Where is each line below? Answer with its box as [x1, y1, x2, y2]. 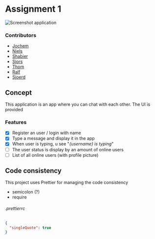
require [12, 194, 27, 200]
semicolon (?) [12, 189, 40, 195]
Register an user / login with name [12, 130, 82, 136]
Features [5, 119, 27, 125]
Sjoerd [12, 74, 26, 80]
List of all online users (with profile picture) [12, 152, 99, 158]
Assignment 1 [5, 3, 62, 15]
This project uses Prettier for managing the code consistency [5, 180, 129, 186]
